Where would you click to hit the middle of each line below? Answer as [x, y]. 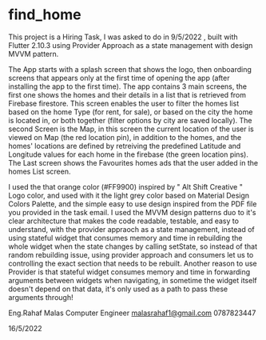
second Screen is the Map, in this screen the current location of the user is [131, 129]
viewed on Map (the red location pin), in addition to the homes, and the [125, 137]
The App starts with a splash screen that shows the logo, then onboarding [130, 69]
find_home [45, 15]
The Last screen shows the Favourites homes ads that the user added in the [133, 162]
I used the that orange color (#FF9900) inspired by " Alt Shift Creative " [126, 186]
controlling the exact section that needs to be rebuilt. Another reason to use [133, 263]
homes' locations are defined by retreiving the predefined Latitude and [125, 146]
